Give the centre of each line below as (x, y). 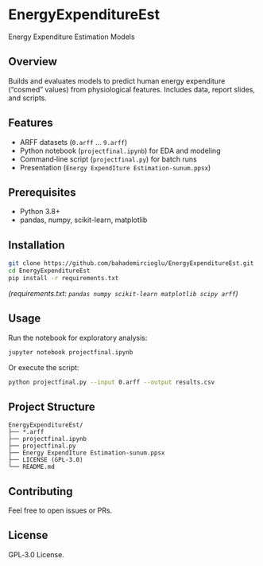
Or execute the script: (44, 367)
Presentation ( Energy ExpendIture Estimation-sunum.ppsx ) (115, 167)
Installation (37, 245)
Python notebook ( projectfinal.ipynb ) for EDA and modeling (120, 150)
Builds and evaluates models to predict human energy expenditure (117, 80)
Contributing (41, 491)
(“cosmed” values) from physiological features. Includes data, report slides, (132, 89)
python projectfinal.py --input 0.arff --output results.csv (112, 382)
